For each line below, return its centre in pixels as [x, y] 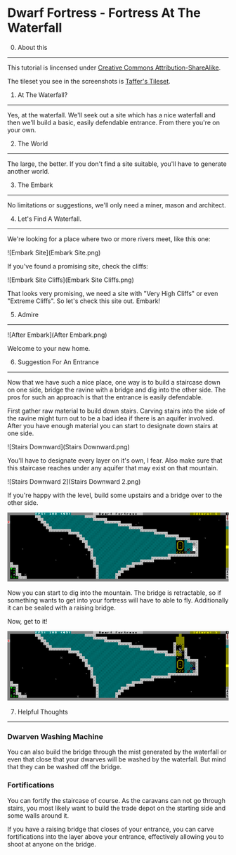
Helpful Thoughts [42, 712]
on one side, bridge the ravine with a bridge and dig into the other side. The [117, 390]
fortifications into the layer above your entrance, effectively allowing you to [116, 836]
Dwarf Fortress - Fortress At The [104, 13]
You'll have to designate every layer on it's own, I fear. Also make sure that [115, 460]
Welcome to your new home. [49, 348]
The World [33, 143]
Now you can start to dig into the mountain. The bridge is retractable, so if [114, 593]
